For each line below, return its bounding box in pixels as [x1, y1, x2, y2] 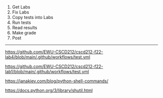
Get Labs [12, 4, 31, 10]
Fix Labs [12, 9, 29, 15]
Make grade [12, 30, 36, 35]
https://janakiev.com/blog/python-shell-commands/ [5, 78, 109, 84]
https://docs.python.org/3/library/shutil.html [5, 87, 93, 93]
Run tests [12, 19, 32, 25]
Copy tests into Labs [12, 15, 53, 20]
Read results [12, 25, 37, 31]
